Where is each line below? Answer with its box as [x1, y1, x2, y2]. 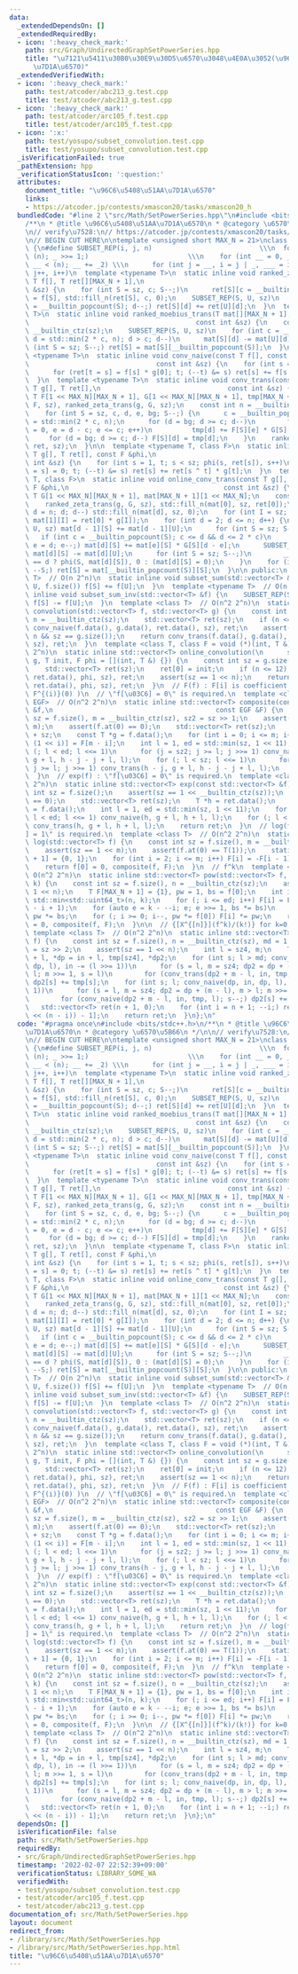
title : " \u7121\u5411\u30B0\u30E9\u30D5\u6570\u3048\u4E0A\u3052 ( [25, 54, 276, 63]
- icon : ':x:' [17, 129, 69, 138]
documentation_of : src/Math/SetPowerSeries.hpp [9, 1910, 189, 1919]
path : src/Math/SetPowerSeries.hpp [17, 1836, 149, 1845]
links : [25, 194, 50, 204]
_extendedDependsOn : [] [17, 21, 105, 30]
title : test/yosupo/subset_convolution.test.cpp [25, 145, 208, 153]
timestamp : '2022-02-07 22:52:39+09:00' [17, 1860, 169, 1869]
